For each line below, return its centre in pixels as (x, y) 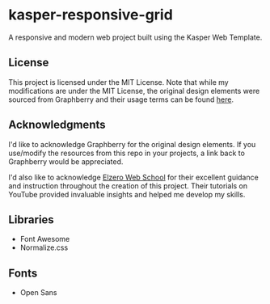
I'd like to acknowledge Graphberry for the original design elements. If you (132, 144)
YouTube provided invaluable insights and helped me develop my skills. (127, 194)
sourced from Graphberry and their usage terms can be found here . (121, 99)
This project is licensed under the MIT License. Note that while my (118, 82)
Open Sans (38, 293)
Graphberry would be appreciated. (66, 161)
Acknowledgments (57, 125)
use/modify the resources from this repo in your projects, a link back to (127, 153)
